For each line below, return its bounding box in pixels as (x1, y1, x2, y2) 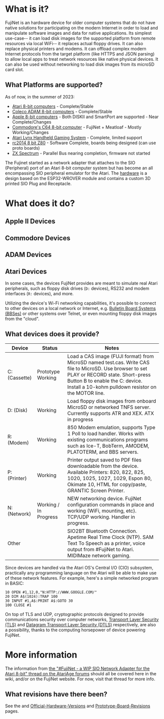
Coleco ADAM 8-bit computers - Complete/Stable (12, 108, 112, 114)
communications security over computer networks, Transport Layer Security (5, 616, 159, 622)
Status (42, 344, 58, 351)
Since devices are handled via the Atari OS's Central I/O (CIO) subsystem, (5, 565, 154, 570)
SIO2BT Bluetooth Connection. (67, 527, 138, 534)
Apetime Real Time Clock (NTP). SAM (67, 534, 154, 540)
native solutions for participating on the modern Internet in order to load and (5, 25, 158, 30)
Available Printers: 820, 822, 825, (67, 468, 145, 475)
